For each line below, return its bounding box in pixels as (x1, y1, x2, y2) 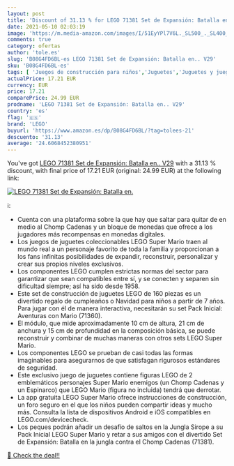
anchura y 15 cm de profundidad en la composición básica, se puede (17, 326, 216, 335)
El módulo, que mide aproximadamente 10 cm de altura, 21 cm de (17, 319, 205, 328)
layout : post (7, 10, 45, 17)
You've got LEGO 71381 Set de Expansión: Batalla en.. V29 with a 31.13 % (7, 159, 217, 167)
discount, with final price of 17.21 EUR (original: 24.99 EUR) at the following (7, 167, 221, 175)
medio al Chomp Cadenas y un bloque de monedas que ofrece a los (17, 223, 213, 231)
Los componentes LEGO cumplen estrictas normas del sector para (17, 267, 209, 276)
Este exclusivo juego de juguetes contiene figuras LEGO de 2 (17, 371, 193, 379)
